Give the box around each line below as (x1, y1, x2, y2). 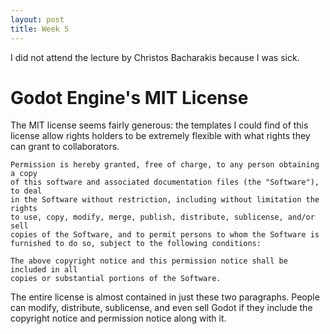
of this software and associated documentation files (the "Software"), (10, 177, 320, 188)
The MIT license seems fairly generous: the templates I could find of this (10, 119, 309, 131)
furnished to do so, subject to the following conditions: (10, 239, 262, 249)
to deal (10, 186, 43, 196)
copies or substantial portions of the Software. (10, 274, 222, 284)
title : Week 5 (10, 24, 70, 34)
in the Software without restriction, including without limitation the (10, 195, 320, 205)
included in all (10, 265, 78, 275)
